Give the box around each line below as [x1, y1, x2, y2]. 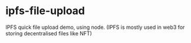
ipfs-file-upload [5, 4, 85, 18]
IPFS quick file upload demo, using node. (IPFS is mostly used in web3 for [5, 24, 185, 31]
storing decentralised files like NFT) [5, 29, 93, 37]
